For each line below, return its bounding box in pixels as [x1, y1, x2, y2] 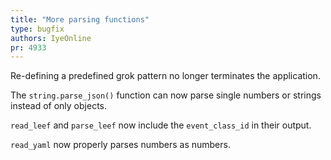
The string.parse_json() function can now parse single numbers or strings [10, 89, 322, 101]
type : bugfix [10, 24, 65, 34]
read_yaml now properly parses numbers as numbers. [10, 139, 231, 151]
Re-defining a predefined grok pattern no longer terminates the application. [10, 70, 321, 82]
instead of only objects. [10, 100, 107, 112]
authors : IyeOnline [10, 33, 92, 43]
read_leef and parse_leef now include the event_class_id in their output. [10, 119, 312, 131]
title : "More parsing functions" [10, 14, 150, 25]
